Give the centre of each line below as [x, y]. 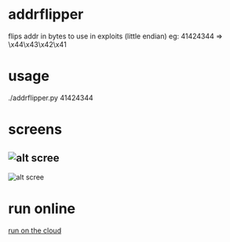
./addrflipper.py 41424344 [51, 98]
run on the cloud [35, 230]
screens [35, 130]
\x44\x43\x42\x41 [37, 44]
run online [42, 209]
